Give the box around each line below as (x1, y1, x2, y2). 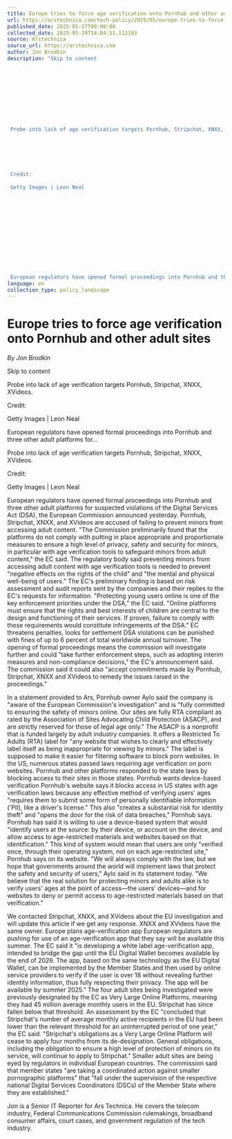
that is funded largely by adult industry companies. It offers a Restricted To (7, 730, 220, 738)
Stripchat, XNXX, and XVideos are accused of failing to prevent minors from (7, 518, 223, 527)
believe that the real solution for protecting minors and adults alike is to (7, 877, 209, 885)
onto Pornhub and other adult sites (7, 331, 211, 346)
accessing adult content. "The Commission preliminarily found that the (7, 526, 209, 534)
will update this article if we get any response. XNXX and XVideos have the (7, 920, 221, 928)
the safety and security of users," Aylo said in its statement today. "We (7, 869, 208, 878)
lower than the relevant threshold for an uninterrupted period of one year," (7, 1022, 218, 1030)
